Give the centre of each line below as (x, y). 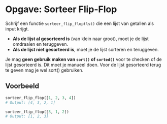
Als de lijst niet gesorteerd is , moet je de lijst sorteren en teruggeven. (86, 49)
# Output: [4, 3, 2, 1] (30, 103)
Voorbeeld (22, 86)
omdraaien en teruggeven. (40, 44)
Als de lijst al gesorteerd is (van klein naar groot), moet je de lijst (80, 39)
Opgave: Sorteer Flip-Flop (61, 9)
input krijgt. (17, 28)
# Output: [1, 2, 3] (27, 116)
